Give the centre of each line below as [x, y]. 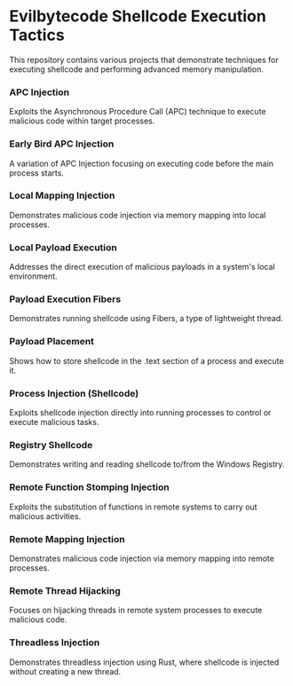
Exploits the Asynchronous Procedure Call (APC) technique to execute [138, 112]
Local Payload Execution [63, 248]
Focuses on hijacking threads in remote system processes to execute [136, 611]
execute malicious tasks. [54, 422]
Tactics [37, 35]
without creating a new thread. [65, 671]
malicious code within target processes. [82, 121]
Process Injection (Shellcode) [74, 393]
